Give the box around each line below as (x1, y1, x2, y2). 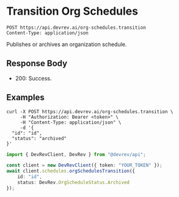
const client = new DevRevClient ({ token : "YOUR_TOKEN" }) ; (6, 162, 163, 169)
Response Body (6, 58, 68, 69)
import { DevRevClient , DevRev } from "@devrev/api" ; (6, 151, 147, 157)
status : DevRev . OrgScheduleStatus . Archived (17, 179, 130, 186)
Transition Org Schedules (6, 4, 139, 18)
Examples (6, 92, 45, 103)
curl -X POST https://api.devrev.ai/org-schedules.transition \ (6, 108, 174, 114)
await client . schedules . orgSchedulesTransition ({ (6, 168, 136, 174)
